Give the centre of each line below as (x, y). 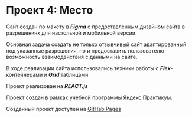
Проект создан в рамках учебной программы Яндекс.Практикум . (89, 97)
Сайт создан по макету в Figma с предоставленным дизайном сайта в (95, 27)
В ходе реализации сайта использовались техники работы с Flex (88, 68)
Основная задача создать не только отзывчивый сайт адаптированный (96, 44)
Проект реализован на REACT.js (47, 86)
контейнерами (25, 74)
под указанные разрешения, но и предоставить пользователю (85, 50)
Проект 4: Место (50, 10)
